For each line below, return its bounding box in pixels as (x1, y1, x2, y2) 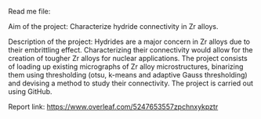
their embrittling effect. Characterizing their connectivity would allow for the (8, 45, 253, 54)
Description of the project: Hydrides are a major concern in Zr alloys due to (8, 37, 251, 46)
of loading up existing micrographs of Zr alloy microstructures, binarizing (8, 62, 244, 71)
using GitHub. (8, 87, 53, 96)
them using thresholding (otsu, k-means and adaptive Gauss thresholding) (8, 70, 248, 79)
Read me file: (8, 7, 51, 16)
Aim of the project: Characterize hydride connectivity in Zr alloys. (8, 22, 219, 31)
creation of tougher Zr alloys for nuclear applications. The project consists (8, 54, 248, 63)
